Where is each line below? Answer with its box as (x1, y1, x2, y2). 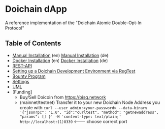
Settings (12, 78, 30, 84)
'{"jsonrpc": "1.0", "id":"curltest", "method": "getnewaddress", (19, 110, 159, 115)
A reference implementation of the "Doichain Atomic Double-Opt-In (5, 20, 142, 26)
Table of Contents (5, 39, 62, 48)
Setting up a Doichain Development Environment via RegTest (12, 68, 135, 74)
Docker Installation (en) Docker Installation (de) (12, 58, 108, 64)
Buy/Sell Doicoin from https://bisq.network (19, 94, 106, 100)
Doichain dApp (5, 3, 67, 15)
